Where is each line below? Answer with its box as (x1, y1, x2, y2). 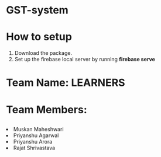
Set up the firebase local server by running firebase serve (14, 56, 155, 63)
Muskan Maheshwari (13, 125, 64, 132)
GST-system (6, 4, 68, 17)
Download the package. (14, 50, 72, 57)
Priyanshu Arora (13, 138, 53, 145)
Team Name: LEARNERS (6, 76, 125, 89)
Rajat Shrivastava (13, 144, 56, 151)
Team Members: (6, 103, 87, 116)
